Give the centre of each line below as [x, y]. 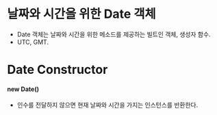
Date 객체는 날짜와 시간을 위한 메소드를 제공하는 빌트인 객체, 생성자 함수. [114, 34]
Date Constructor [58, 70]
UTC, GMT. [33, 42]
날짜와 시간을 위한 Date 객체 [81, 14]
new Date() [23, 89]
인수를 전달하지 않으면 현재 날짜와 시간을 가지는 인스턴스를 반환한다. [107, 105]
